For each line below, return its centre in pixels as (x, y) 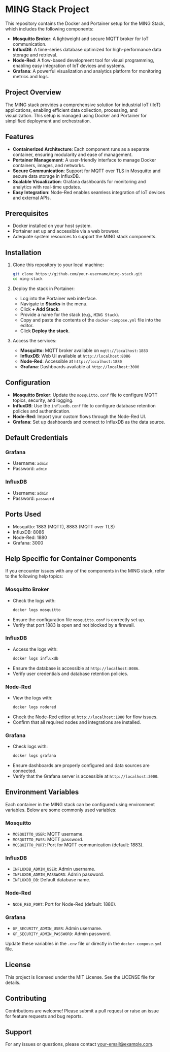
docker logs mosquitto (37, 610)
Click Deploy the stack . (45, 331)
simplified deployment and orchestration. (48, 121)
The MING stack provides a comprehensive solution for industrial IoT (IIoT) (83, 105)
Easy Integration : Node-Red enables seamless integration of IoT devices (89, 192)
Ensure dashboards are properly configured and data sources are (81, 766)
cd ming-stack (27, 279)
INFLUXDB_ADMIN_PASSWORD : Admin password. (58, 874)
